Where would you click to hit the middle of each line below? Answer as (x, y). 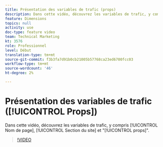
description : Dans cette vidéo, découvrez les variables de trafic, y (78, 14)
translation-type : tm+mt (30, 55)
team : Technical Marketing (32, 37)
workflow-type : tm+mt (27, 64)
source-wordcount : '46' (29, 69)
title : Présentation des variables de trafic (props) (61, 9)
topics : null (18, 23)
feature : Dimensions (26, 18)
